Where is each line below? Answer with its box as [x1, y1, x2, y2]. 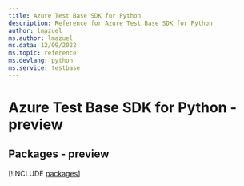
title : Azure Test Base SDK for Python [8, 11, 142, 20]
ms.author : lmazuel [8, 34, 74, 42]
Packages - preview [8, 148, 110, 161]
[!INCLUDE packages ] [8, 168, 81, 178]
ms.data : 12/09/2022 [8, 42, 78, 50]
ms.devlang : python [8, 57, 74, 65]
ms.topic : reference [8, 49, 78, 57]
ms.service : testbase [8, 64, 81, 72]
